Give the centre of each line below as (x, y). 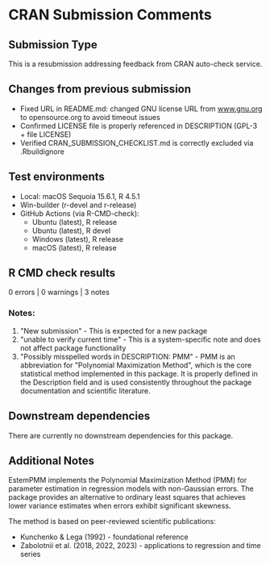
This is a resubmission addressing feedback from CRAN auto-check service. (135, 64)
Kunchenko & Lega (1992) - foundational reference (104, 537)
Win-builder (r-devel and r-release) (78, 205)
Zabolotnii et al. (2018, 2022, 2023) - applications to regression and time (140, 546)
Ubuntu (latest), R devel (71, 231)
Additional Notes (52, 461)
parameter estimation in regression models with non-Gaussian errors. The (131, 488)
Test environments (56, 177)
